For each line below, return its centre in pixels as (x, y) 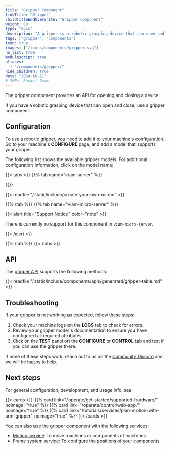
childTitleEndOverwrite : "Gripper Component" (54, 19)
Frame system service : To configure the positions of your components (86, 441)
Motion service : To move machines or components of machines (79, 436)
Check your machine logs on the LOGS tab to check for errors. (78, 325)
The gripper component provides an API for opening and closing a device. (83, 95)
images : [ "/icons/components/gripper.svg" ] (52, 48)
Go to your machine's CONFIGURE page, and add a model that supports (81, 144)
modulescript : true (26, 57)
